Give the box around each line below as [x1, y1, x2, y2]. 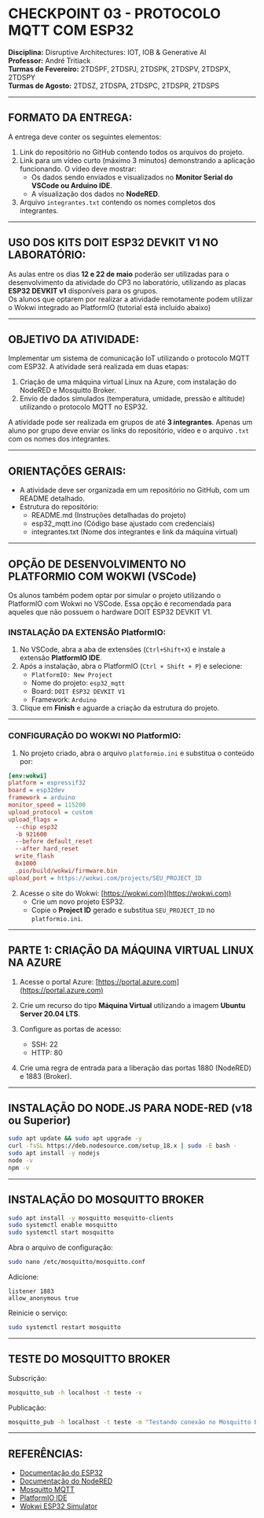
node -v [8, 1156, 34, 1165]
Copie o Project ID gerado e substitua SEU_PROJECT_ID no [31, 905, 215, 914]
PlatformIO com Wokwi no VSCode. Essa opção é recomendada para [8, 599, 232, 608]
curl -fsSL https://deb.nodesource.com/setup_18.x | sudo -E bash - [8, 1142, 237, 1150]
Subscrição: [8, 1373, 47, 1383]
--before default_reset [15, 837, 93, 846]
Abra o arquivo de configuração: [8, 1243, 114, 1252]
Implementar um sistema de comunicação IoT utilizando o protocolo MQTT [8, 353, 250, 363]
